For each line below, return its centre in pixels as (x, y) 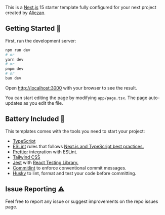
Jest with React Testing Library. (46, 162)
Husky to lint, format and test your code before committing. (74, 173)
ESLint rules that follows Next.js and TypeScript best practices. (78, 146)
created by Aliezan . (25, 13)
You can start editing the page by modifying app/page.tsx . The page (76, 98)
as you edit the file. (43, 103)
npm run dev (18, 50)
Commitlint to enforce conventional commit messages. (69, 168)
